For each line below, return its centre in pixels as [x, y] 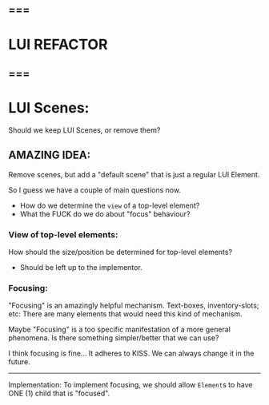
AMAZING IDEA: [50, 155]
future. [19, 362]
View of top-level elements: [63, 234]
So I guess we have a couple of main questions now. [95, 190]
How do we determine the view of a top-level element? [110, 205]
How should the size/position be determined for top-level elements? [120, 252]
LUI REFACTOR [58, 44]
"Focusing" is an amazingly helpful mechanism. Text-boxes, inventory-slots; [134, 306]
